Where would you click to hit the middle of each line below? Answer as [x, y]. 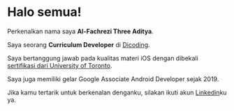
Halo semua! [44, 12]
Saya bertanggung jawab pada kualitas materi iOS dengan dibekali [103, 58]
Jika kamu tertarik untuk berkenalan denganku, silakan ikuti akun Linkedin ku [117, 92]
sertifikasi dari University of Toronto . [60, 65]
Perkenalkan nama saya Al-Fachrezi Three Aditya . [80, 31]
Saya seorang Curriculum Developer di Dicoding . [79, 44]
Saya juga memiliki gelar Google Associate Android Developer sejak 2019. [113, 79]
